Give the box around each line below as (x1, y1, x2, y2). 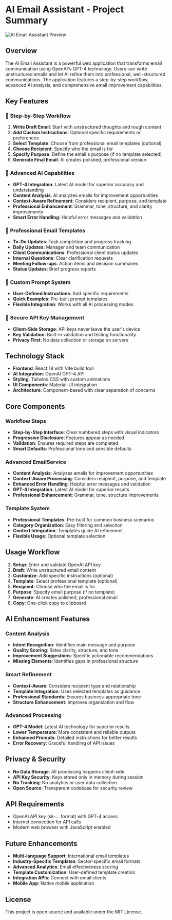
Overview (5, 46, 37, 55)
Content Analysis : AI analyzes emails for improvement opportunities (12, 192, 158, 199)
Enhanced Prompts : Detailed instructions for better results (12, 734, 137, 741)
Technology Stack (5, 352, 65, 360)
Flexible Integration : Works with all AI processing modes (12, 301, 133, 308)
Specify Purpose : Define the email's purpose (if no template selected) (12, 151, 162, 157)
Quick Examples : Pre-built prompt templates (12, 296, 108, 302)
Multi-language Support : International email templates (12, 853, 129, 859)
